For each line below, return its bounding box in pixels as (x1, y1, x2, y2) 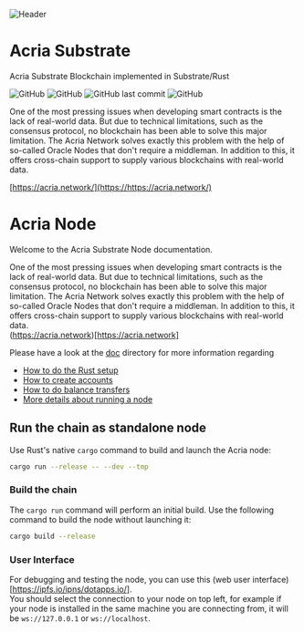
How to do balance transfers (22, 384, 131, 395)
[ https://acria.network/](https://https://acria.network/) (9, 181, 213, 192)
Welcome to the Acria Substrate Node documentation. (9, 243, 213, 254)
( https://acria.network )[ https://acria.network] (9, 329, 180, 340)
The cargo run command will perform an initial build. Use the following (9, 504, 275, 515)
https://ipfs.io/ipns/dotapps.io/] (12, 584, 131, 595)
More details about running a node (22, 393, 153, 405)
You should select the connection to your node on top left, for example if (9, 594, 282, 605)
